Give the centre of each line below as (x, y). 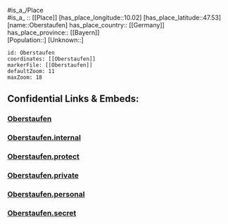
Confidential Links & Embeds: (73, 99)
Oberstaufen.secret (42, 213)
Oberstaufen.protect (43, 157)
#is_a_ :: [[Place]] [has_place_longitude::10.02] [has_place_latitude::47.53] (114, 18)
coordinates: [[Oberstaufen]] (52, 59)
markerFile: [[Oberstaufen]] (50, 65)
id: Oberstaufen (31, 53)
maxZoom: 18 (25, 77)
